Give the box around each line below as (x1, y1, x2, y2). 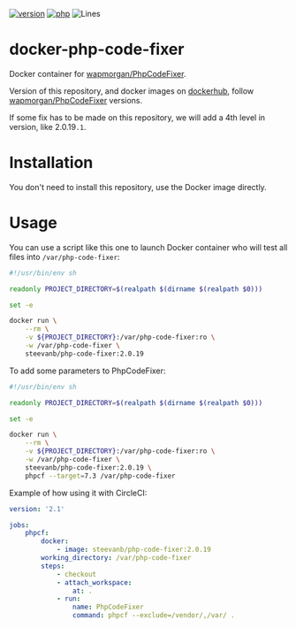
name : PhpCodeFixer (72, 602, 144, 612)
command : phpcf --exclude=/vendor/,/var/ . (72, 611, 236, 620)
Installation (9, 153, 94, 172)
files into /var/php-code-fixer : (9, 251, 120, 262)
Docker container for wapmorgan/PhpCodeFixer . (9, 68, 186, 79)
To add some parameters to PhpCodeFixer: (9, 365, 166, 376)
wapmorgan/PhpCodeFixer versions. (9, 95, 143, 105)
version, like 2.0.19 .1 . (9, 121, 87, 132)
